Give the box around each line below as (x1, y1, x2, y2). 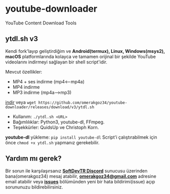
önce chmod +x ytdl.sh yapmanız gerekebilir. (5, 139, 100, 145)
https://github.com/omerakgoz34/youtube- (38, 100, 127, 105)
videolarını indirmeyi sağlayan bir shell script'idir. (5, 59, 108, 65)
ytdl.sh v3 (5, 35, 38, 43)
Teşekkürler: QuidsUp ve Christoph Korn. (12, 124, 99, 130)
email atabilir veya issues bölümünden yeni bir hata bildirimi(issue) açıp (5, 178, 155, 184)
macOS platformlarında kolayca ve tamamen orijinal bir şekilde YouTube (5, 53, 156, 59)
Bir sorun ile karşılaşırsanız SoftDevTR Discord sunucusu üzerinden (5, 168, 148, 174)
